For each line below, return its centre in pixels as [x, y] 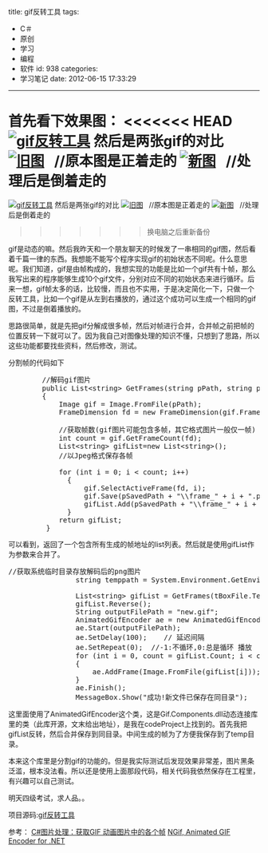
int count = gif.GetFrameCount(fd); [130, 438]
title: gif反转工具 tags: [44, 12]
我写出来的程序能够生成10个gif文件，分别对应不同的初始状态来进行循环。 [128, 279]
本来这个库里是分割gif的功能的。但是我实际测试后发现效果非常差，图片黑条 [132, 760]
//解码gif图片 [67, 379]
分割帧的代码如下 [36, 363]
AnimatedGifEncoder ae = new [132, 620]
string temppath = [111, 580]
